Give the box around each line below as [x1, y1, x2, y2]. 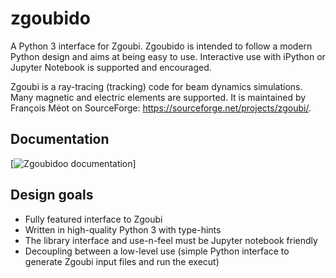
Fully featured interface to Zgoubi [24, 213, 163, 225]
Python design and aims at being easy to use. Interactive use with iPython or [10, 50, 326, 62]
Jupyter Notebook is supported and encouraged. [10, 61, 212, 73]
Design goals [10, 187, 94, 204]
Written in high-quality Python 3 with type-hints [24, 223, 222, 236]
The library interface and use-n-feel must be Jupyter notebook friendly [24, 234, 318, 246]
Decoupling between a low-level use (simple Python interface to [24, 245, 290, 257]
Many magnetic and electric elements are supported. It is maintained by [10, 91, 307, 103]
